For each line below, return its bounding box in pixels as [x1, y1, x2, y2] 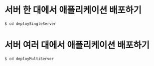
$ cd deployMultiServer [4, 56, 54, 61]
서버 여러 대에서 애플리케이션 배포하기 [4, 40, 150, 51]
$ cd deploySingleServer [4, 21, 56, 26]
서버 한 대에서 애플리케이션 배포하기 [4, 4, 142, 16]
